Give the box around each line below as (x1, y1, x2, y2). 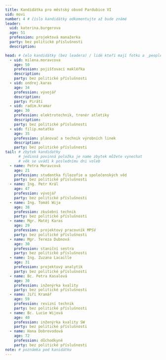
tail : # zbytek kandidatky (5, 149, 61, 155)
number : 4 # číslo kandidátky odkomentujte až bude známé (5, 16, 127, 21)
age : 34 (14, 85, 30, 90)
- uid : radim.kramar (9, 103, 52, 109)
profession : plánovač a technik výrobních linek (14, 135, 116, 141)
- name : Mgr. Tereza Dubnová (9, 237, 70, 242)
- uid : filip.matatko (9, 127, 54, 132)
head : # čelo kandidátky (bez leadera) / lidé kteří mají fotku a (5, 53, 145, 58)
